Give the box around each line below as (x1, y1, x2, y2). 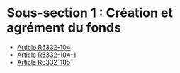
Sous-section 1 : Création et (6, 5, 173, 21)
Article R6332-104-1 (16, 51, 77, 59)
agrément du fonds (6, 20, 122, 36)
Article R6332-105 (16, 58, 71, 66)
